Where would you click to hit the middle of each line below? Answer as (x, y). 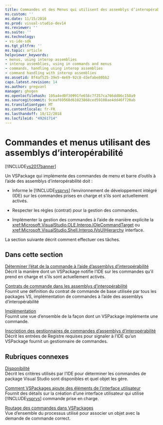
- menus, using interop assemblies (41, 59)
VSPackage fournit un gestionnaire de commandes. (57, 341)
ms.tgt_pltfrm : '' (24, 46)
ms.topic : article (24, 50)
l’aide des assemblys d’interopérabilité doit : (49, 181)
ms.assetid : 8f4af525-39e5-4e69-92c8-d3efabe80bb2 (57, 77)
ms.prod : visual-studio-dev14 (36, 23)
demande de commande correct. (38, 418)
